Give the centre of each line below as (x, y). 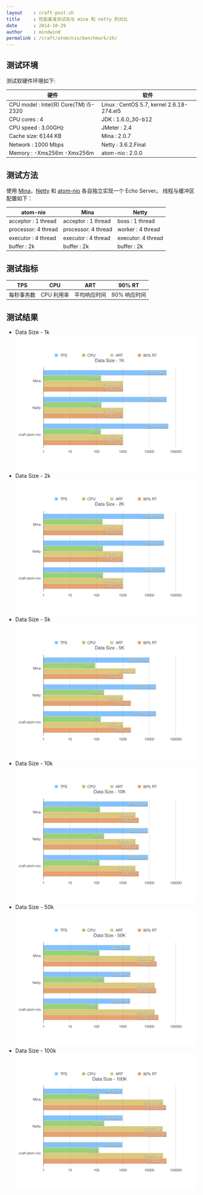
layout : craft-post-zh (40, 13)
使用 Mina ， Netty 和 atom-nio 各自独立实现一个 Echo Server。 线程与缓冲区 (100, 191)
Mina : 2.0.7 (116, 136)
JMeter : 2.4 (116, 128)
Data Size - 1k (32, 332)
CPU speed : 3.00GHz (37, 128)
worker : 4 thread (139, 229)
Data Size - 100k (35, 1050)
